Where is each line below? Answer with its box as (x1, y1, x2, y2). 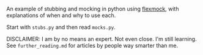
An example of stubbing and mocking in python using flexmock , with (6, 5, 179, 12)
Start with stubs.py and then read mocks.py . (6, 24, 116, 31)
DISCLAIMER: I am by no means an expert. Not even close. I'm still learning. (6, 35, 197, 42)
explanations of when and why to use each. (6, 12, 116, 19)
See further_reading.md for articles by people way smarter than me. (6, 42, 179, 49)
